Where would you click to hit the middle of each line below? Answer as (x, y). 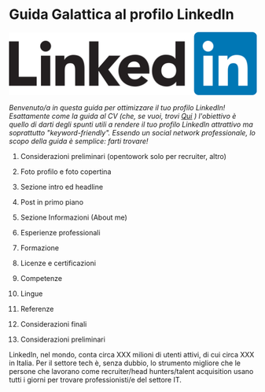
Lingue (31, 294)
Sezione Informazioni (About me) (74, 217)
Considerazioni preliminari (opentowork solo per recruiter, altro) (123, 156)
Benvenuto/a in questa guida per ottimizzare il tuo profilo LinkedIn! (117, 107)
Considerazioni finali (53, 324)
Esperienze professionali (60, 232)
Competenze (41, 278)
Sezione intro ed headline (62, 187)
